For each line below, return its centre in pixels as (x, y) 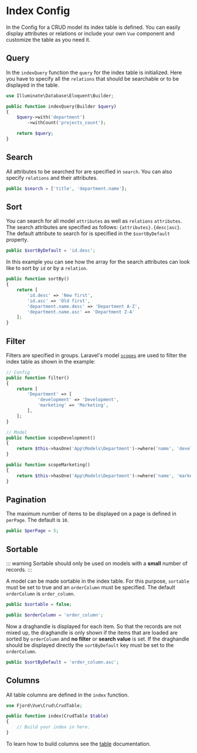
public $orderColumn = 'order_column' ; (55, 615)
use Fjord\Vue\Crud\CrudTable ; (44, 705)
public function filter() (38, 378)
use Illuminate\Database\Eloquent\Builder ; (60, 95)
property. (17, 240)
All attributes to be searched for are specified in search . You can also (89, 171)
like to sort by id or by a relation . (47, 268)
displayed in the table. (33, 85)
